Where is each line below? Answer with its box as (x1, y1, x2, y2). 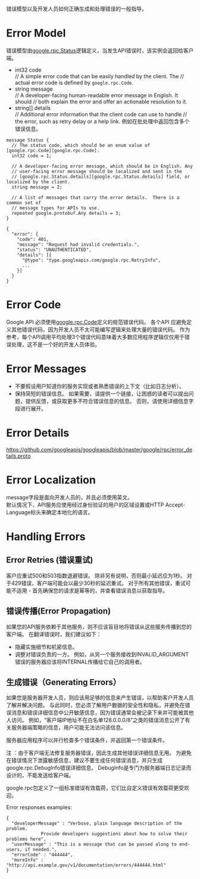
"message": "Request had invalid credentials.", (17, 241, 140, 248)
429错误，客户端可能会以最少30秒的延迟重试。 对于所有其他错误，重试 (11, 579, 186, 587)
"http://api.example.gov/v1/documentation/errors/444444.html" (6, 862, 167, 868)
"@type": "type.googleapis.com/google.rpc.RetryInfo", (21, 257, 161, 263)
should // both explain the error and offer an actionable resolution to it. (14, 98, 187, 105)
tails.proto (6, 452, 31, 459)
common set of (6, 199, 42, 206)
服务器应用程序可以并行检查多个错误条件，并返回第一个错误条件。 (6, 736, 168, 744)
